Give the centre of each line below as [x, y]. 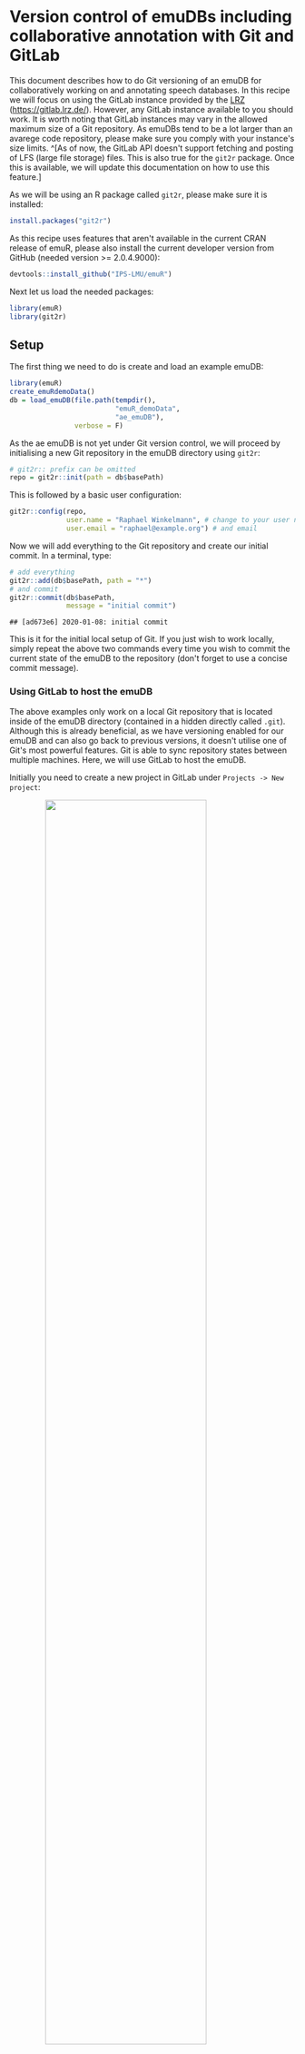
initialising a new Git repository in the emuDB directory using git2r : [135, 452]
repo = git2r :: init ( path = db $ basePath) [87, 478]
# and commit [34, 589]
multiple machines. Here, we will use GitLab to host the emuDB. [128, 759]
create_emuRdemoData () [52, 392]
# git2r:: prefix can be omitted [73, 469]
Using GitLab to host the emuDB [81, 692]
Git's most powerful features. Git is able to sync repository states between [148, 750]
